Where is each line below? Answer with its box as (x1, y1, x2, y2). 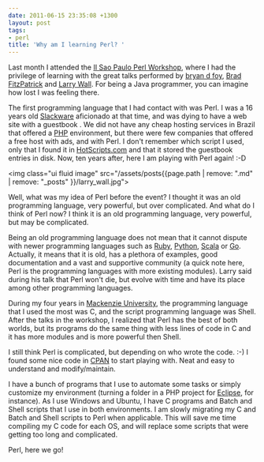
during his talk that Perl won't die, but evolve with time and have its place (8, 275, 246, 284)
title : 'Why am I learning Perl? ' (8, 41, 125, 49)
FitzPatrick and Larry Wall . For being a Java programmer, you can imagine (8, 80, 249, 89)
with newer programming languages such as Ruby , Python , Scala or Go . (8, 242, 242, 251)
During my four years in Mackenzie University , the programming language (8, 299, 248, 308)
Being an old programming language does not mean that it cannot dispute (8, 233, 247, 242)
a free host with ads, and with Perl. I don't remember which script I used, (8, 137, 244, 146)
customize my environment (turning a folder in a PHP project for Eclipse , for (8, 388, 255, 397)
